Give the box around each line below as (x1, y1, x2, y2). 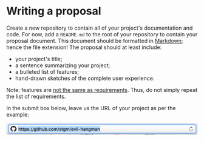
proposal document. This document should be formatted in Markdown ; (6, 37, 183, 44)
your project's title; (15, 55, 63, 62)
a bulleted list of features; (15, 68, 80, 75)
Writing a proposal (6, 4, 101, 18)
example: (6, 111, 29, 118)
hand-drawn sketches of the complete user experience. (15, 74, 155, 82)
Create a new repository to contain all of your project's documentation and (6, 24, 193, 31)
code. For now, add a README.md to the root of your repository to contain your (6, 30, 198, 38)
